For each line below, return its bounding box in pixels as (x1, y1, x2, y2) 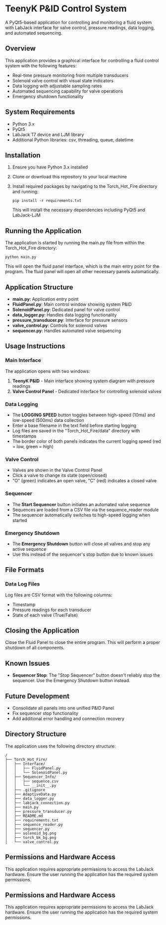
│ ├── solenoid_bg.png (5, 831, 56, 836)
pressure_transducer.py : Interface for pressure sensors (12, 317, 128, 323)
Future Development (5, 692, 70, 700)
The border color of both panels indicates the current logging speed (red (12, 438, 161, 444)
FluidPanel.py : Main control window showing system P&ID (12, 301, 132, 307)
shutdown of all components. (5, 645, 65, 651)
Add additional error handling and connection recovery (12, 716, 125, 721)
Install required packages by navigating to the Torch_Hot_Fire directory (12, 183, 158, 189)
